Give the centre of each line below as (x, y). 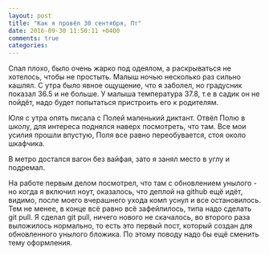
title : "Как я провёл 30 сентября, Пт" (75, 23)
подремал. (27, 168)
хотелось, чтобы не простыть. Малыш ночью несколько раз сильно (124, 77)
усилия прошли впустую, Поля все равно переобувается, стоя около (127, 135)
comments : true (34, 38)
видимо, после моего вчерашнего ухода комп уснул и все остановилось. (134, 200)
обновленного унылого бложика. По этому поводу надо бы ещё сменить (134, 234)
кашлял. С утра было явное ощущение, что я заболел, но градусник (125, 86)
